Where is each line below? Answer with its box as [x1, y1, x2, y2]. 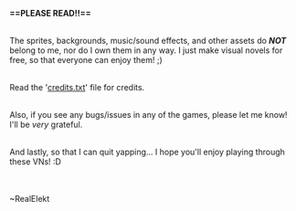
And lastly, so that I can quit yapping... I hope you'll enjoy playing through [9, 146, 286, 157]
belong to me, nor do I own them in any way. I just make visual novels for [9, 45, 283, 56]
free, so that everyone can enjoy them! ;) [9, 55, 163, 65]
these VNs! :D [9, 156, 62, 167]
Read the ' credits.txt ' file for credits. [9, 82, 145, 92]
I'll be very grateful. [9, 119, 83, 130]
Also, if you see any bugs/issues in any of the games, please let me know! [9, 110, 288, 120]
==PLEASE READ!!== [9, 8, 91, 18]
